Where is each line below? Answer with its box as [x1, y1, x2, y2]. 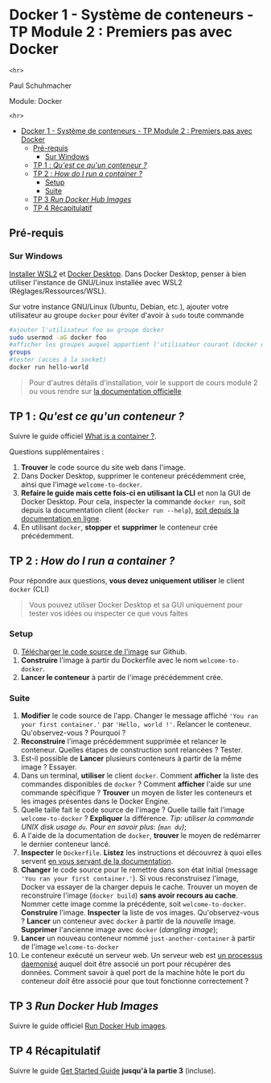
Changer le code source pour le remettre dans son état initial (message [20, 865, 258, 875]
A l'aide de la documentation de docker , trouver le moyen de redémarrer [20, 831, 261, 840]
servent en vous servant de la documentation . [20, 857, 174, 866]
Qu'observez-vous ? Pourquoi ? [20, 728, 126, 738]
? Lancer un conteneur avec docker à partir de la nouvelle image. [20, 916, 236, 926]
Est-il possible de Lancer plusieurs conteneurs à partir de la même [20, 753, 242, 763]
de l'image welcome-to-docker [20, 942, 119, 952]
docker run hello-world [9, 363, 89, 371]
